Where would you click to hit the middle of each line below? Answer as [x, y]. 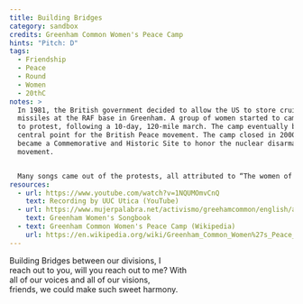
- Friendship [42, 60]
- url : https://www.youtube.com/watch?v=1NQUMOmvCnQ [119, 193]
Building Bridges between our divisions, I [85, 260]
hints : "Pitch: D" [44, 43]
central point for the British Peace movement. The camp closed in [147, 135]
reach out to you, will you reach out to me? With [98, 270]
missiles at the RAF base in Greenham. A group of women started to [149, 118]
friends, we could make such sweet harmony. [94, 289]
